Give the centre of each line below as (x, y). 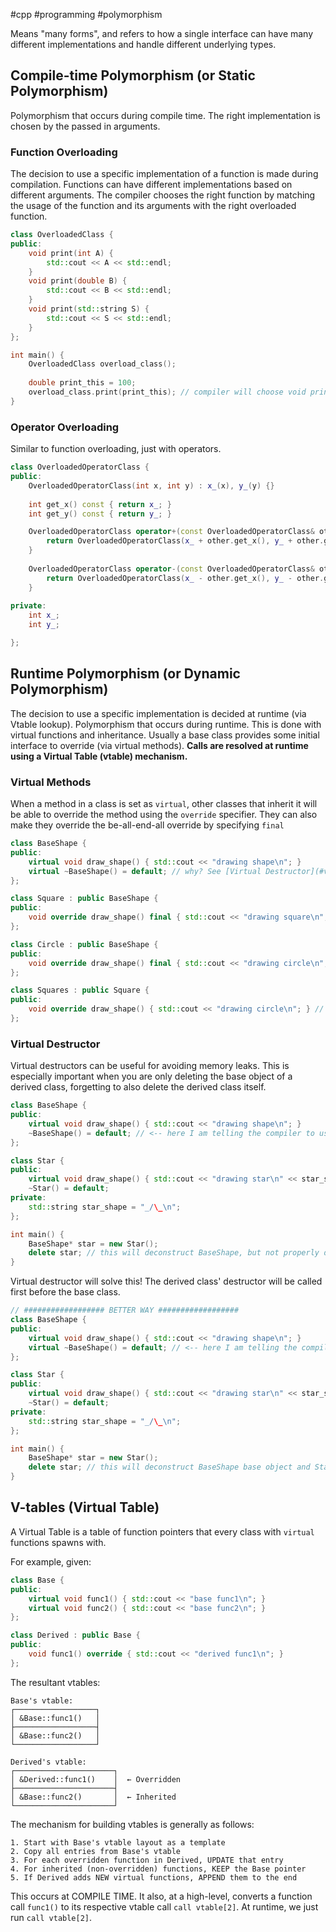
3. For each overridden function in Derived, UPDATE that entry (147, 1860)
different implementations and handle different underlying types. (143, 44)
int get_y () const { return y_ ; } (100, 514)
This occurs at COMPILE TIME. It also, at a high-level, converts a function (161, 1896)
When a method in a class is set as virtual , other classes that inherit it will (164, 804)
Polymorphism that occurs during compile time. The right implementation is (165, 115)
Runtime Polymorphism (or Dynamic (125, 674)
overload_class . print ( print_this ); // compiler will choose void (167, 392)
